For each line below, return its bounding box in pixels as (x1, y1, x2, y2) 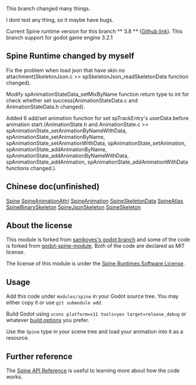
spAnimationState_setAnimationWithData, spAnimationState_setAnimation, (6, 140, 187, 147)
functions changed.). (6, 164, 57, 171)
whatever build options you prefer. (6, 317, 89, 324)
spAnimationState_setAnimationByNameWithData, (6, 127, 128, 134)
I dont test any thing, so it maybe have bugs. (6, 16, 114, 23)
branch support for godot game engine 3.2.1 (6, 34, 113, 41)
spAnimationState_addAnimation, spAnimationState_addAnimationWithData (6, 158, 188, 165)
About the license (6, 221, 72, 231)
